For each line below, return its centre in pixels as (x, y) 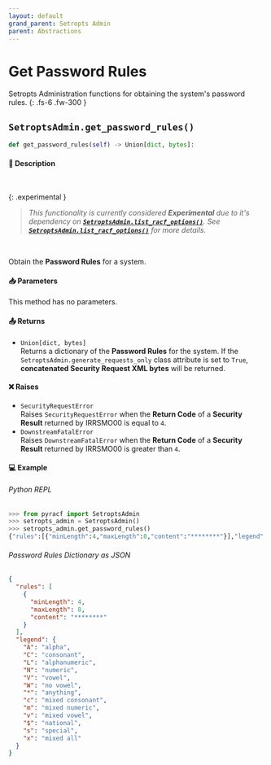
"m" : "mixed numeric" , (61, 708)
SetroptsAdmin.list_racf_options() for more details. (117, 230)
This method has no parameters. (63, 302)
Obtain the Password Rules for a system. (77, 262)
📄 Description (32, 163)
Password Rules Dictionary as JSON (70, 555)
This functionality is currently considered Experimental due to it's (139, 213)
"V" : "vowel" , (47, 678)
